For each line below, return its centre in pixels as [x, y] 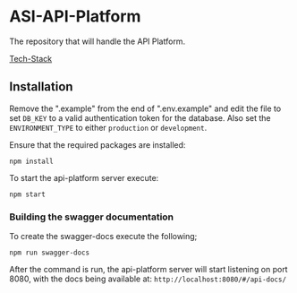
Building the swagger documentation [92, 217]
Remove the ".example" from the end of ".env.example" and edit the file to [145, 108]
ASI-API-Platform [75, 17]
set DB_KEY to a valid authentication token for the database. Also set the [140, 117]
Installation [41, 87]
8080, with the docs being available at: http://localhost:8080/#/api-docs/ [148, 279]
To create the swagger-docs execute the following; [103, 237]
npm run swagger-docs [50, 253]
